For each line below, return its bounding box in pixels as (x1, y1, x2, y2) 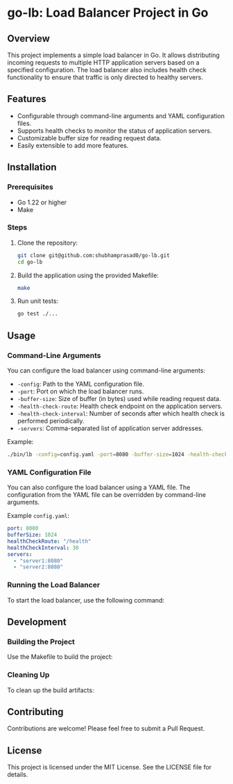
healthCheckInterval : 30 (7, 544, 79, 551)
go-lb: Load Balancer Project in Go (7, 5, 209, 21)
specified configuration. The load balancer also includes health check (7, 66, 207, 74)
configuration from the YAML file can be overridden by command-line (7, 491, 207, 499)
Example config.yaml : (7, 512, 70, 520)
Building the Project (7, 637, 75, 646)
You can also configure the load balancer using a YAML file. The (7, 483, 191, 491)
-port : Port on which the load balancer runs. (17, 387, 144, 395)
